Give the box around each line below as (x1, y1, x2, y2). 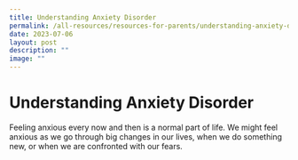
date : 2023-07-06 (9, 29, 74, 38)
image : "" (9, 54, 46, 63)
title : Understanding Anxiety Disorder (9, 12, 157, 22)
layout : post (9, 37, 58, 47)
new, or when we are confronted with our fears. (9, 140, 184, 151)
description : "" (9, 46, 69, 55)
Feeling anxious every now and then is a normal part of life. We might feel (9, 122, 278, 132)
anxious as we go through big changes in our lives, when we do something (9, 131, 282, 142)
